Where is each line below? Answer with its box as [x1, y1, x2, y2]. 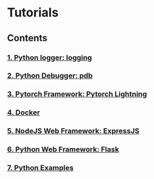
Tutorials [7, 5, 59, 21]
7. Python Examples [7, 163, 74, 173]
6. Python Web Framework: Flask [7, 145, 120, 154]
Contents [7, 32, 48, 44]
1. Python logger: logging [7, 53, 92, 62]
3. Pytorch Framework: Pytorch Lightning [7, 89, 147, 99]
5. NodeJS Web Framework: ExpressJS [7, 126, 140, 136]
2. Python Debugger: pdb [7, 71, 93, 80]
